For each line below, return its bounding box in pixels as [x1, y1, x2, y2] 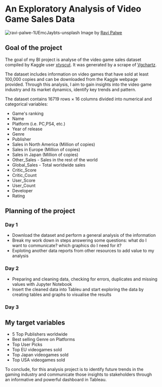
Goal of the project [5, 44, 62, 52]
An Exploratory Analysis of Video [5, 3, 142, 15]
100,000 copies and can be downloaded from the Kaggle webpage [5, 76, 138, 82]
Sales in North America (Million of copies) [12, 141, 95, 147]
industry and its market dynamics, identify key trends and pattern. [5, 86, 136, 93]
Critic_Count [12, 172, 37, 178]
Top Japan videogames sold [12, 352, 69, 358]
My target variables [5, 319, 65, 327]
